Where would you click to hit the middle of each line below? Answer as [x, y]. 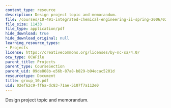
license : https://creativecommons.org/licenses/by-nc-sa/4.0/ [73, 52]
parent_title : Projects [31, 62]
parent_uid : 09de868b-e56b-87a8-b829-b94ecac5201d [60, 71]
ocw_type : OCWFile [25, 57]
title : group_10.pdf [27, 81]
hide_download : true [27, 33]
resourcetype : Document [31, 76]
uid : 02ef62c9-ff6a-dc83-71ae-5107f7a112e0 [52, 85]
